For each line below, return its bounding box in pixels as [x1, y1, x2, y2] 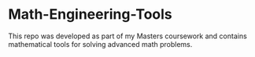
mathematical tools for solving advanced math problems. [8, 39, 193, 48]
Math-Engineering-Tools [8, 5, 173, 23]
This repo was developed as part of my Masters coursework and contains [8, 31, 248, 41]
